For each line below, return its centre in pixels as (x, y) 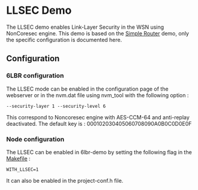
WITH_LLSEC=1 (22, 169)
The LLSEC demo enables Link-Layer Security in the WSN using (85, 27)
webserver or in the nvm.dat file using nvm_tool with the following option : (97, 95)
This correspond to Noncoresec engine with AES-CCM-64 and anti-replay (98, 117)
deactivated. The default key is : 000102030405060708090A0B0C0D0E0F (99, 123)
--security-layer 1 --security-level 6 (56, 106)
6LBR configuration (35, 76)
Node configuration (35, 139)
